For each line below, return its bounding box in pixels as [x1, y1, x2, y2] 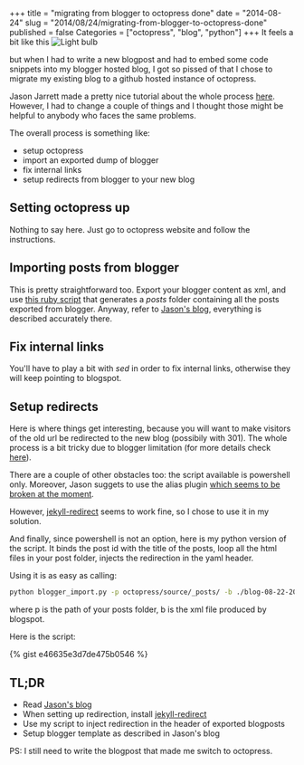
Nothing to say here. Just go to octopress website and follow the [9, 224, 251, 234]
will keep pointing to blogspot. [9, 373, 122, 384]
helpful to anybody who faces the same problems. [9, 110, 197, 120]
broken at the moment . [9, 489, 95, 500]
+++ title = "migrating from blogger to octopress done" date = [9, 8, 241, 18]
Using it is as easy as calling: [9, 570, 118, 581]
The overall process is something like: [9, 128, 151, 139]
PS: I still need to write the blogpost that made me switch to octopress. [9, 745, 273, 756]
